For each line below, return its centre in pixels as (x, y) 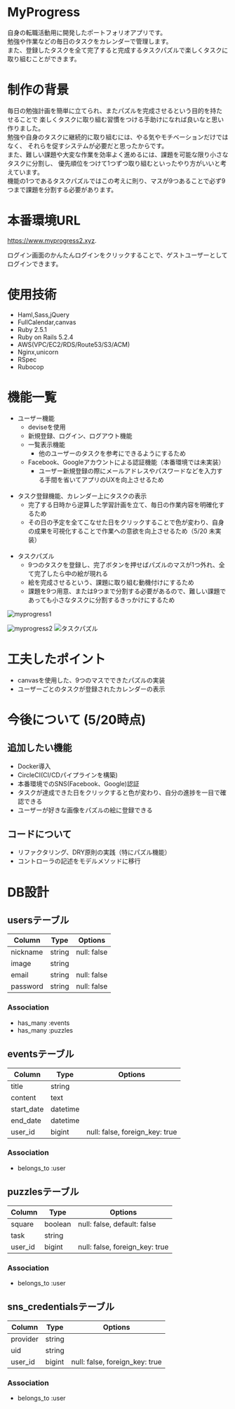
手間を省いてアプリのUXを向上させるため (104, 479)
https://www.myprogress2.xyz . (52, 240)
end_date (26, 1120)
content (23, 1097)
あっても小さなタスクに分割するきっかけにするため (101, 600)
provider (25, 1339)
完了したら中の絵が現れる (71, 574)
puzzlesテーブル (43, 1192)
